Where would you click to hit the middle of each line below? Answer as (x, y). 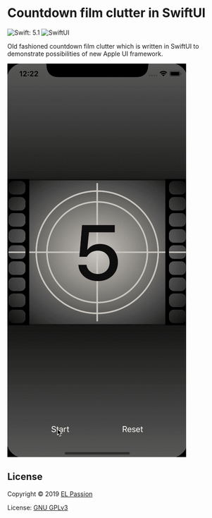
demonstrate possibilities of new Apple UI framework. (85, 54)
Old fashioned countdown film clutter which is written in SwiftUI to (103, 46)
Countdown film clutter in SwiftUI (106, 13)
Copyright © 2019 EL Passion (50, 494)
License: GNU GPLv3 (38, 507)
